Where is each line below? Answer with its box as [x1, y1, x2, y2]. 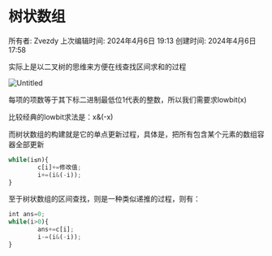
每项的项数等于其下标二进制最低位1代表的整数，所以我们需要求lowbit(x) [8, 94, 248, 104]
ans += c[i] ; [37, 225, 75, 234]
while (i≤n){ [8, 155, 49, 163]
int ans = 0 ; [8, 210, 45, 219]
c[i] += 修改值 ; [37, 163, 82, 171]
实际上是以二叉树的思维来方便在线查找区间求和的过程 [8, 62, 187, 72]
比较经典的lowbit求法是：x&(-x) [8, 111, 114, 122]
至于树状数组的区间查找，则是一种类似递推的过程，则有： [8, 194, 201, 204]
